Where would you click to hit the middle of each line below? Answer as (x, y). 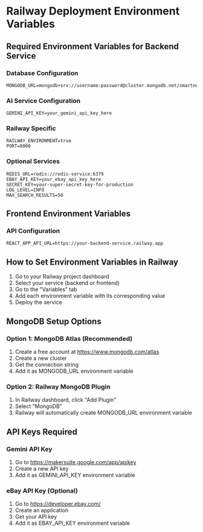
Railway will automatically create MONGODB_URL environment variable (103, 413)
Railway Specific (31, 128)
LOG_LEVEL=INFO (25, 190)
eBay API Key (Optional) (42, 490)
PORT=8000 (19, 146)
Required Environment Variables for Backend (93, 46)
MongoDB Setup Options (54, 321)
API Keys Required (42, 432)
